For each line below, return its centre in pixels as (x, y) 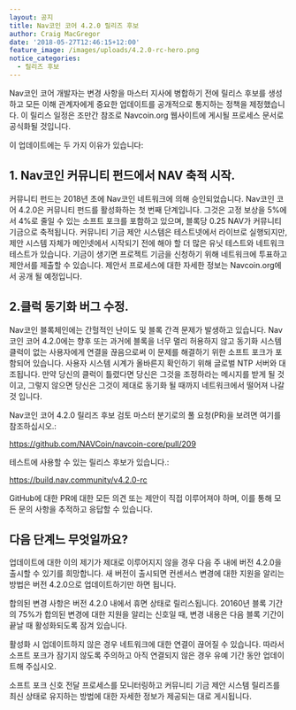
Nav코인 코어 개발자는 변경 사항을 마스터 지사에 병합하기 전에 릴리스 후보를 (138, 93)
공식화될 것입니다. (40, 126)
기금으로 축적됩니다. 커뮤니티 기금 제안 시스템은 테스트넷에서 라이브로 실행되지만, (148, 232)
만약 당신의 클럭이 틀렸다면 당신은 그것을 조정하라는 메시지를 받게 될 (159, 374)
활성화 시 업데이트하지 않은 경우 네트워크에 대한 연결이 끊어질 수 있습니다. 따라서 (147, 644)
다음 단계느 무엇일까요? (68, 540)
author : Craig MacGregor (55, 34)
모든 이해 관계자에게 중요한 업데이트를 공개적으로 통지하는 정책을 (136, 104)
